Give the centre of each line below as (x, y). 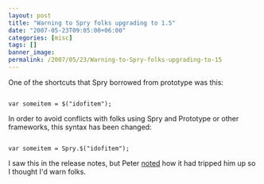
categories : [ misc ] (41, 38)
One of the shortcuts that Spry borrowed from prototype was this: (116, 82)
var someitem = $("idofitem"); (60, 104)
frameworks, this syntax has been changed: (80, 127)
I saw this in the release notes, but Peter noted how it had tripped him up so (132, 163)
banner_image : (32, 52)
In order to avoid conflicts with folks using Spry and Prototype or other (124, 118)
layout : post (30, 15)
